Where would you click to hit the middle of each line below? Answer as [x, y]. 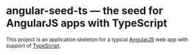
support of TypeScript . [34, 46]
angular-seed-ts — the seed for [85, 11]
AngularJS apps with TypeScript [87, 23]
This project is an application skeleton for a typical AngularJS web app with [97, 39]
